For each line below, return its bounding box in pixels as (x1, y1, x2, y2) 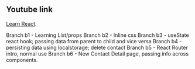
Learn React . (6, 20, 37, 27)
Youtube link (6, 5, 53, 15)
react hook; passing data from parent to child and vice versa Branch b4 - (6, 37, 182, 44)
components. (6, 56, 38, 63)
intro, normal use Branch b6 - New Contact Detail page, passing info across (6, 50, 189, 57)
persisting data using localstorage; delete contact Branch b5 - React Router (6, 44, 189, 51)
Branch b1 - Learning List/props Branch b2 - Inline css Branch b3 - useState (6, 32, 189, 39)
